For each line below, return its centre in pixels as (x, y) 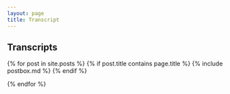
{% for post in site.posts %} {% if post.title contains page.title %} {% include (115, 64)
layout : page (26, 13)
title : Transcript (33, 20)
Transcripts (33, 47)
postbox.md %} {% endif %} (47, 71)
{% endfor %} (27, 84)
